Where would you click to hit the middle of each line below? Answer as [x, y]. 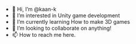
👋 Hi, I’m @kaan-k [34, 9]
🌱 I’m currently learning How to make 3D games [71, 22]
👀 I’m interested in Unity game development [66, 15]
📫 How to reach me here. [44, 35]
